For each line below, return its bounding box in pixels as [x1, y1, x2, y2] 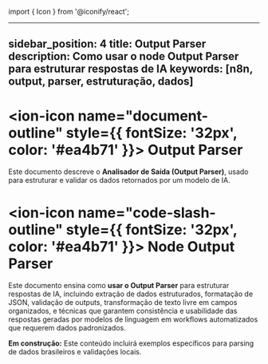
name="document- [77, 107, 209, 125]
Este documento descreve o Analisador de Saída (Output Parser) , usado [8, 167, 249, 176]
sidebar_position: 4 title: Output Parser [8, 38, 207, 51]
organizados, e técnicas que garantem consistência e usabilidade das [8, 307, 238, 316]
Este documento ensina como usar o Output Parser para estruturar [8, 281, 230, 291]
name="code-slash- [77, 204, 217, 222]
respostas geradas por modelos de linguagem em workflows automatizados [8, 315, 258, 324]
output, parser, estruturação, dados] [8, 75, 194, 89]
